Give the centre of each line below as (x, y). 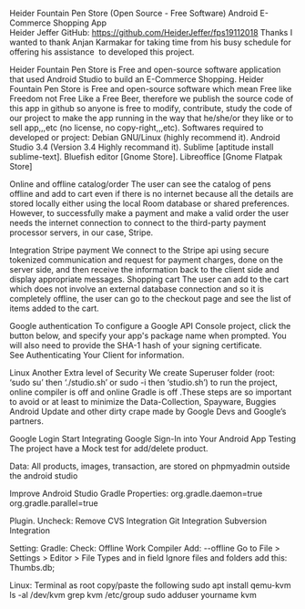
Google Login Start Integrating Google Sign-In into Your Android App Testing (153, 439)
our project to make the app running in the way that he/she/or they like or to (152, 118)
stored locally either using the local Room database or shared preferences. (149, 203)
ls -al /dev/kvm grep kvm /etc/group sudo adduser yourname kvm (133, 595)
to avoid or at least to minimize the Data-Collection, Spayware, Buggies (143, 402)
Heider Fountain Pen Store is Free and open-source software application (145, 69)
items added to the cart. (55, 308)
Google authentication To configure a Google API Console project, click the (150, 326)
